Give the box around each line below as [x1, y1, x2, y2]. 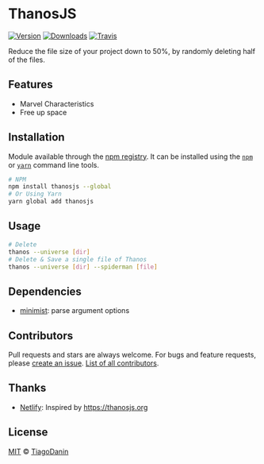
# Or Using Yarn [8, 190, 62, 199]
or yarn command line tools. [8, 160, 99, 169]
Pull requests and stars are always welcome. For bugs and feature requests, [8, 350, 256, 359]
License [8, 426, 48, 439]
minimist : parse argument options [19, 306, 130, 315]
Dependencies [8, 284, 82, 298]
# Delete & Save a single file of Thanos [8, 255, 147, 263]
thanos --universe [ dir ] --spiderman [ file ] [8, 263, 158, 271]
